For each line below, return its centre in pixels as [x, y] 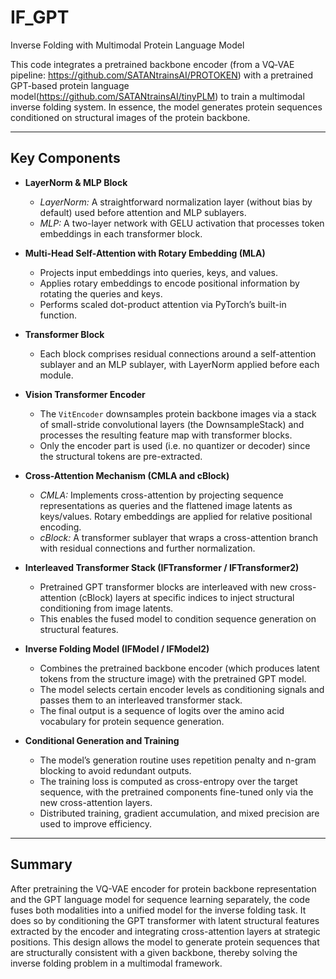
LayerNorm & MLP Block [76, 182]
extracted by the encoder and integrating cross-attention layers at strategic [165, 931]
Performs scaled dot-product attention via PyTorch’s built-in [163, 304]
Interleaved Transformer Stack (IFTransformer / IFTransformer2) [162, 567]
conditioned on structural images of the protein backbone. [130, 117]
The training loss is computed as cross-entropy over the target [168, 781]
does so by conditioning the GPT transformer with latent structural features [165, 920]
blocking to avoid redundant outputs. [115, 770]
